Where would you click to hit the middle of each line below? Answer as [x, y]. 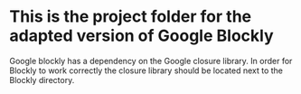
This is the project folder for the [130, 17]
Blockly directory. [42, 80]
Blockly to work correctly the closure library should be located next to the [146, 70]
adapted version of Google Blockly [141, 36]
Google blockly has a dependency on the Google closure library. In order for [151, 61]
